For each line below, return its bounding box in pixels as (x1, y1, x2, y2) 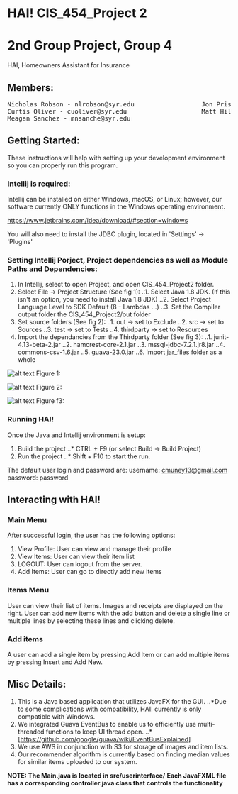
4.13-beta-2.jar (17, 341, 62, 349)
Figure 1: (35, 369, 62, 377)
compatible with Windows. (17, 712, 96, 721)
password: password (7, 473, 69, 482)
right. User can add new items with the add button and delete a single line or (7, 609, 230, 617)
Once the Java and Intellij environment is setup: (7, 431, 147, 439)
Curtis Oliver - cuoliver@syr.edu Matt (7, 107, 217, 115)
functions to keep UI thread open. (45, 727, 144, 736)
